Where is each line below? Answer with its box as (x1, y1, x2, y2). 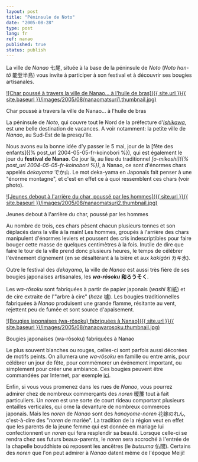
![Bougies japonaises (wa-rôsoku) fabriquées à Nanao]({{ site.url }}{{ (6, 317, 174, 324)
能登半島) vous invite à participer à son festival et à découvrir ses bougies (12, 71, 192, 79)
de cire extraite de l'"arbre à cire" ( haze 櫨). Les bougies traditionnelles (6, 293, 180, 300)
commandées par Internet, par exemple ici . (6, 372, 111, 379)
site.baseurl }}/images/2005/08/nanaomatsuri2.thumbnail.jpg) (6, 199, 158, 206)
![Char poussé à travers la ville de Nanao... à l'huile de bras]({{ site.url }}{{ (6, 89, 186, 96)
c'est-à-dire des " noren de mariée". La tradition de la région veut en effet (6, 417, 184, 424)
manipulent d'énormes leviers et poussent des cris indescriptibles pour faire (6, 235, 192, 242)
